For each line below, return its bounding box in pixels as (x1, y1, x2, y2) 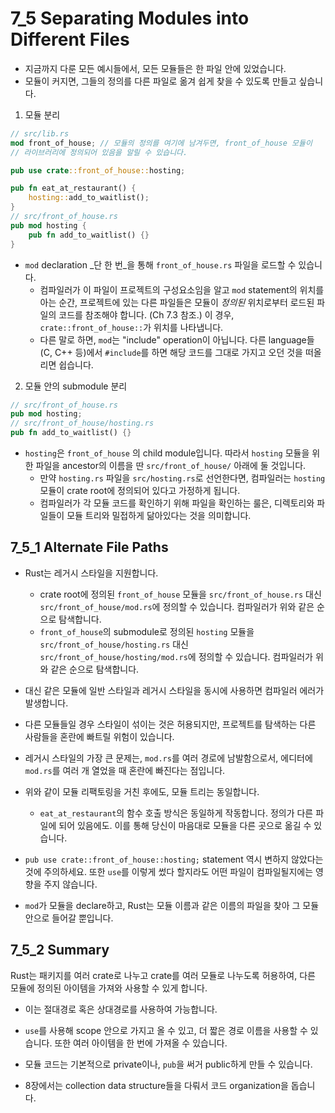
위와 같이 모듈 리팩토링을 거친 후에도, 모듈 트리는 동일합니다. (24, 785, 260, 797)
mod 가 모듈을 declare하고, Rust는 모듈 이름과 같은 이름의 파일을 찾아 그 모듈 (24, 899, 320, 911)
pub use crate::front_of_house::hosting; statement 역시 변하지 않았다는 (24, 853, 324, 865)
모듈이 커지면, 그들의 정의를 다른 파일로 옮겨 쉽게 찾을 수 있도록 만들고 (24, 75, 297, 87)
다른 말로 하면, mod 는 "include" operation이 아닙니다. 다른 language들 (39, 333, 315, 346)
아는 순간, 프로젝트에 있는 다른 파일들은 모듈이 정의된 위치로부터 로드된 (39, 296, 315, 308)
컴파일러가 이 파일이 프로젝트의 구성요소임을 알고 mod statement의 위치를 (39, 283, 325, 296)
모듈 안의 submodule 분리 (24, 380, 128, 392)
